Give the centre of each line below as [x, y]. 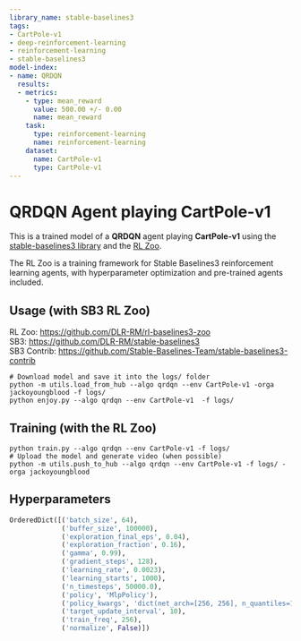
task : [36, 126]
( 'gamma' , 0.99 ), [94, 553]
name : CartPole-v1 [67, 159]
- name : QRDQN [36, 76]
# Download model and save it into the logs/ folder [110, 377]
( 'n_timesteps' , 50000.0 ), [112, 586]
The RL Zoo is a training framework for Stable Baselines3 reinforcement [142, 263]
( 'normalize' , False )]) [106, 628]
